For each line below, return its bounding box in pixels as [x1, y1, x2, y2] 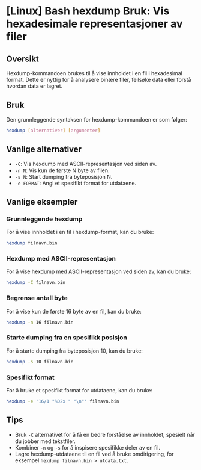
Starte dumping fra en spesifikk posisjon [6, 333, 127, 342]
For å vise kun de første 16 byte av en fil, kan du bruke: [6, 308, 142, 315]
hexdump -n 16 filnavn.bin [6, 319, 74, 326]
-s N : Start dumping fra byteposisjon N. [14, 173, 113, 180]
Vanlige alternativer [6, 144, 82, 155]
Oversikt [6, 54, 39, 64]
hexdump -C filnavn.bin [6, 280, 66, 286]
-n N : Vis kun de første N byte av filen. [14, 167, 110, 174]
